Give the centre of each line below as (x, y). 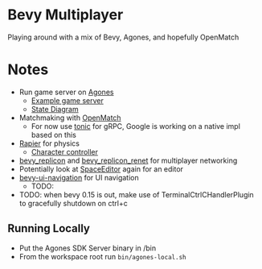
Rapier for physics (49, 143)
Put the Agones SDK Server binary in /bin (88, 248)
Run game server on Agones (66, 92)
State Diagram (55, 109)
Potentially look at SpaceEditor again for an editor (101, 169)
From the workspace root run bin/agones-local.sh (102, 256)
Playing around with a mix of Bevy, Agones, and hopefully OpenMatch (123, 37)
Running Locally (49, 228)
